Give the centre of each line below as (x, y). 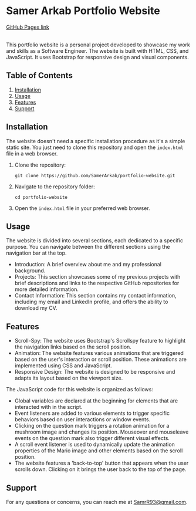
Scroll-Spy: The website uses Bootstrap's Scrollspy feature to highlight (100, 341)
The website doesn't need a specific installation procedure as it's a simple (96, 141)
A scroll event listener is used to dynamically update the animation (94, 445)
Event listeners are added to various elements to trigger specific (92, 413)
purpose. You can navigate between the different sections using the (88, 247)
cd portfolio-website (41, 197)
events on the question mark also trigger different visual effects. (92, 438)
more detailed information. (47, 289)
